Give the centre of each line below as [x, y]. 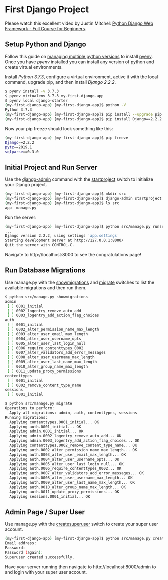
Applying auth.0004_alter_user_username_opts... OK [65, 459]
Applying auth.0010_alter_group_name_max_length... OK [68, 487]
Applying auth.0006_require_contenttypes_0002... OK [66, 469]
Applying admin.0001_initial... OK [47, 431]
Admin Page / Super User [45, 512]
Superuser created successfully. [40, 557]
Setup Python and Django [46, 44]
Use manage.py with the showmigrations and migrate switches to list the [80, 282]
